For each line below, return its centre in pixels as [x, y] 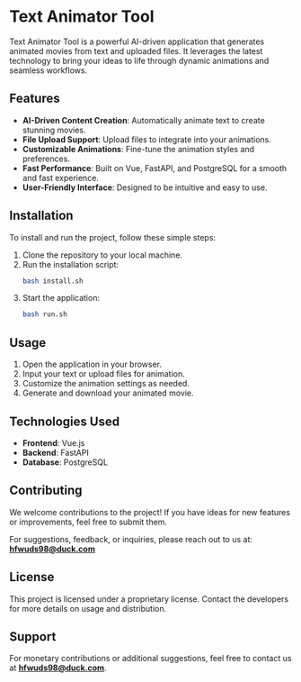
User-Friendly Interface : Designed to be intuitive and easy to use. [145, 187]
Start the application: [61, 298]
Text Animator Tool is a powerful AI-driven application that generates [137, 41]
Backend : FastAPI [56, 452]
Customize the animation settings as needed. [106, 384]
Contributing [46, 491]
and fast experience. [60, 177]
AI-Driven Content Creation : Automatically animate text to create [143, 120]
